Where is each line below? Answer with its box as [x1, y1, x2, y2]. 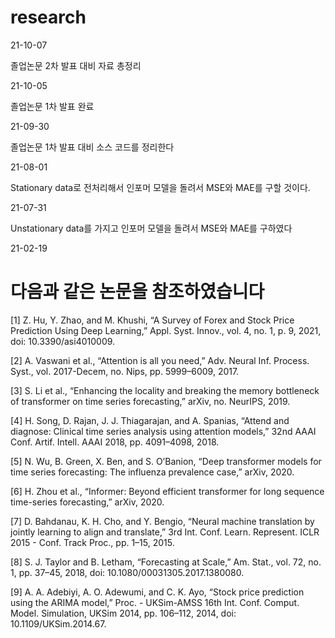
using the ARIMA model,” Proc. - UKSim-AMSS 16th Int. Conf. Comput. [10, 596, 300, 608]
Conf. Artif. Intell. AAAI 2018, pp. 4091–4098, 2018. [10, 436, 220, 448]
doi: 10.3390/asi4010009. [10, 335, 116, 347]
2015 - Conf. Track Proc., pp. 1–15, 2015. [10, 536, 175, 548]
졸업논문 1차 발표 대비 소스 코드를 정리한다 [10, 141, 175, 153]
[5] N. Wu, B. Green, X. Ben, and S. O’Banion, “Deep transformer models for [10, 455, 322, 467]
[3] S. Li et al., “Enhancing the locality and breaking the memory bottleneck [10, 384, 320, 396]
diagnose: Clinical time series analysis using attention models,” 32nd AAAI [10, 425, 317, 437]
